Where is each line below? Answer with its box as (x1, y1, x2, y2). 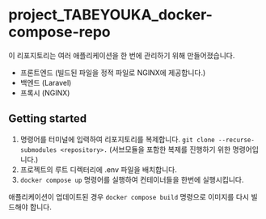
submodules (19, 145, 57, 154)
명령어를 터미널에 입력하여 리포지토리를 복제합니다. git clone (19, 134, 216, 144)
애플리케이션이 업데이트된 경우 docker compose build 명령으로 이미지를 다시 (8, 192, 249, 201)
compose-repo (8, 23, 111, 41)
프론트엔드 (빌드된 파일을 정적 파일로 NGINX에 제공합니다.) (19, 67, 206, 78)
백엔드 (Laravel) (19, 78, 72, 87)
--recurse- (217, 136, 255, 144)
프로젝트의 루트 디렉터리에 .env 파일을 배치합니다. (19, 164, 178, 175)
